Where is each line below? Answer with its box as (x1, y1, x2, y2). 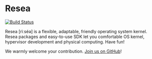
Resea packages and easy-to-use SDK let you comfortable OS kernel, (5, 34, 145, 39)
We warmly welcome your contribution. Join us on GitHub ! (5, 48, 122, 54)
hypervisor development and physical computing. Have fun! (5, 39, 125, 44)
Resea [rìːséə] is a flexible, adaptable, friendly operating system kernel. (5, 28, 147, 34)
